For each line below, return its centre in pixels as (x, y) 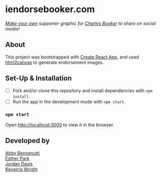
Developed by (28, 141)
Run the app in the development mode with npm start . (69, 101)
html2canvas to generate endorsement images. (54, 62)
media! (12, 28)
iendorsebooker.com (50, 9)
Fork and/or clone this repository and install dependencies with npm (83, 90)
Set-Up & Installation (38, 78)
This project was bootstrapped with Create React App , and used (72, 57)
